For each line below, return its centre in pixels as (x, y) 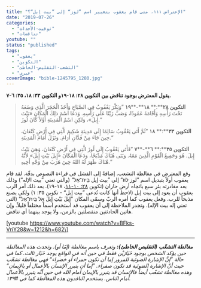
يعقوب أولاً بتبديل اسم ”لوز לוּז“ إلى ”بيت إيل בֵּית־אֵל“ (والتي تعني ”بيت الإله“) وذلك (97, 180)
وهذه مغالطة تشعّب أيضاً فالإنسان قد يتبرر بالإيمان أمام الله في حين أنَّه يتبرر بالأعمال (99, 272)
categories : (21, 23)
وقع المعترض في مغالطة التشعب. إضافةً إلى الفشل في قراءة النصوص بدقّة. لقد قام (98, 173)
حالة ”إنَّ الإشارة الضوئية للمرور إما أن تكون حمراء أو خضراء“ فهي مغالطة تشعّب (95, 259)
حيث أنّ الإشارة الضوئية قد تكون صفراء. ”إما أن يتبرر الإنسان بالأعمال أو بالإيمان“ (95, 266)
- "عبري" (22, 73)
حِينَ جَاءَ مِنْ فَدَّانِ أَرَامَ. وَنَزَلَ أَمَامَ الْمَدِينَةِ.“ (67, 137)
